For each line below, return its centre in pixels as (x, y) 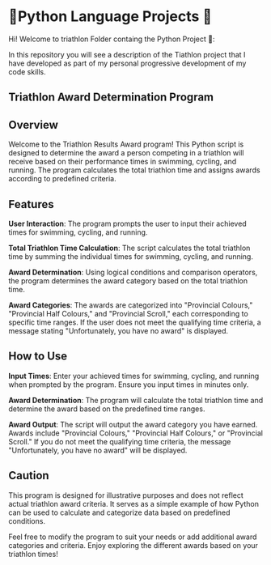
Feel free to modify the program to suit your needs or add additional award (133, 537)
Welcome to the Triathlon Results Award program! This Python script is (126, 144)
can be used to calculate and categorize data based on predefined (119, 512)
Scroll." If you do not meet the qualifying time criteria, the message (120, 441)
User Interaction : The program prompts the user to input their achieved (127, 223)
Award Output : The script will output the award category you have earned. (133, 424)
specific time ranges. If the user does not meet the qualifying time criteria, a (135, 322)
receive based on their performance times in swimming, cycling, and (123, 162)
